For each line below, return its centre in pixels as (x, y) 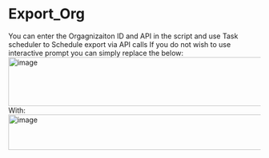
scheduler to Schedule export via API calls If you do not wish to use (120, 44)
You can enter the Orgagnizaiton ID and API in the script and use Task (123, 36)
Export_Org (47, 14)
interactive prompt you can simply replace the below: (96, 53)
